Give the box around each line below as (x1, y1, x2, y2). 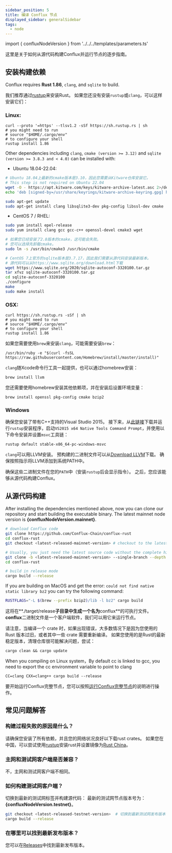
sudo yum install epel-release (5, 223, 72, 228)
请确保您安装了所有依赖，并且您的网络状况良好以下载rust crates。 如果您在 (5, 735, 164, 741)
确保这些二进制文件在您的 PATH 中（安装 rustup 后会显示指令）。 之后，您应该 (5, 469, 162, 475)
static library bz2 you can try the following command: (5, 588, 124, 594)
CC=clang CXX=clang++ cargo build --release (5, 674, 102, 679)
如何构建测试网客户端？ (5, 782, 63, 789)
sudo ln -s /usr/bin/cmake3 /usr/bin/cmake (5, 246, 100, 252)
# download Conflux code (5, 526, 58, 532)
